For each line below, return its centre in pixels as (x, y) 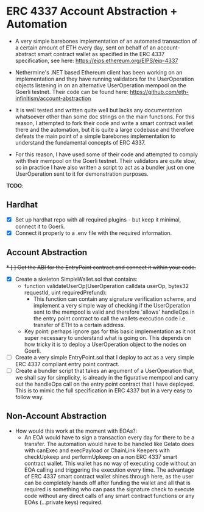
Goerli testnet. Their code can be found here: (72, 92)
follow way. (29, 397)
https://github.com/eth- (159, 92)
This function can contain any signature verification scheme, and (115, 299)
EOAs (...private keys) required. (63, 502)
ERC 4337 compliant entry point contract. (67, 364)
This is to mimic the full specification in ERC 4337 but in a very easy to (104, 390)
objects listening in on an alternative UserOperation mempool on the (101, 85)
